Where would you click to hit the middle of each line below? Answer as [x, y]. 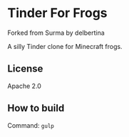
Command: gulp [31, 125]
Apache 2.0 [24, 86]
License [25, 69]
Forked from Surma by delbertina [56, 33]
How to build [36, 108]
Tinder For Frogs [58, 13]
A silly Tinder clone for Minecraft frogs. [65, 46]
